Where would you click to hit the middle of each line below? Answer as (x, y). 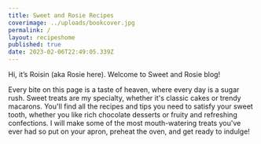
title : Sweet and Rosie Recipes (61, 15)
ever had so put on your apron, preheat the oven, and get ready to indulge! (129, 131)
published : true (35, 45)
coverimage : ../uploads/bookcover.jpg (72, 23)
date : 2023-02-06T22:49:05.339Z (61, 52)
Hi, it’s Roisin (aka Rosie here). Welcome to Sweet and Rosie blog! (114, 74)
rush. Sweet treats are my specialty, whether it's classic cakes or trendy (125, 98)
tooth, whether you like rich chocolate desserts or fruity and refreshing (123, 114)
